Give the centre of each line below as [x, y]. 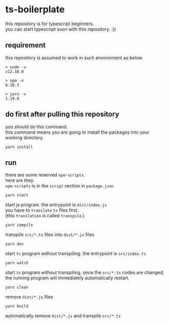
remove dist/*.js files [29, 297]
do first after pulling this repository [62, 114]
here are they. [20, 180]
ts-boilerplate [35, 9]
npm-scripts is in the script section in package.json [60, 186]
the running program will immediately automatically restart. [67, 278]
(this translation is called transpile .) [45, 216]
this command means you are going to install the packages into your [77, 132]
